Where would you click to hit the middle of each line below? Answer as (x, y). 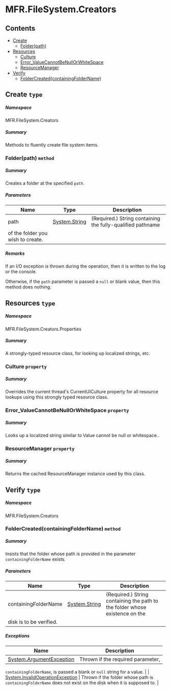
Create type (24, 95)
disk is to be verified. (33, 622)
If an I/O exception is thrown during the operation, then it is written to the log (85, 266)
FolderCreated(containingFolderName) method (63, 529)
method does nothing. (28, 287)
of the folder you (28, 233)
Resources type (30, 303)
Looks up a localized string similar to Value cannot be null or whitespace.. (82, 436)
